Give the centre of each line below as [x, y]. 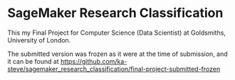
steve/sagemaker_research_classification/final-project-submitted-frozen [114, 69]
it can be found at [33, 61]
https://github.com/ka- [94, 61]
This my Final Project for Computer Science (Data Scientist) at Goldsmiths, [117, 33]
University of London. [39, 40]
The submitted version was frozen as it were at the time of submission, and [117, 54]
